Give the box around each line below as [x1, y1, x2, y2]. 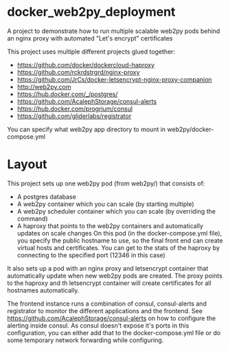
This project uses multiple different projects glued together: [7, 47, 176, 56]
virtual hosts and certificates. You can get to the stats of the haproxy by [16, 243, 220, 251]
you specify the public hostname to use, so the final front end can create [16, 236, 223, 245]
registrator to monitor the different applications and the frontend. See [7, 306, 203, 315]
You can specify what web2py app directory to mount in [7, 125, 166, 133]
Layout [7, 157, 47, 172]
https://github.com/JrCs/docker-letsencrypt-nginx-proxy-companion [16, 75, 212, 83]
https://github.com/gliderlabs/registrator [16, 111, 132, 120]
